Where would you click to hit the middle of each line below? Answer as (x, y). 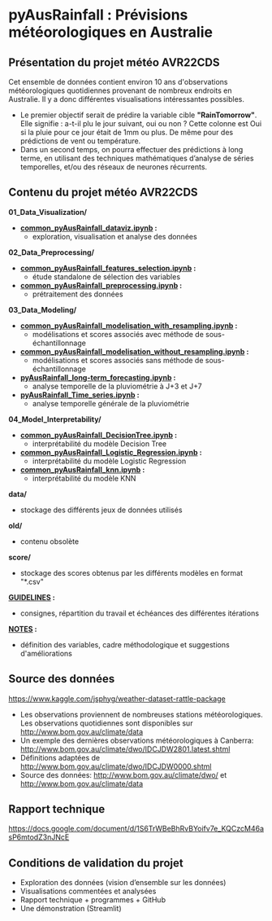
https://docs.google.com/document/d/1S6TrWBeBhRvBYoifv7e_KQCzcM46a (136, 829)
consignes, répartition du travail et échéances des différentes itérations (140, 613)
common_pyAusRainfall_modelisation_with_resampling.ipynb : (129, 325)
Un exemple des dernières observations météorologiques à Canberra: (137, 740)
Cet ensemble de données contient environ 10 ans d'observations (118, 82)
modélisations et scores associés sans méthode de (118, 360)
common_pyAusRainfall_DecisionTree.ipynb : (98, 435)
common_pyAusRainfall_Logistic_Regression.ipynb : (111, 452)
